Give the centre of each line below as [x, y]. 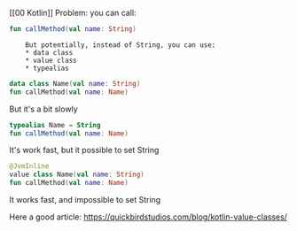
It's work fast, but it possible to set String [84, 150]
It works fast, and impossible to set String [85, 200]
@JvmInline [29, 166]
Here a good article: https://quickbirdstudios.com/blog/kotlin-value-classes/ [148, 217]
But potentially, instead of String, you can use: [121, 45]
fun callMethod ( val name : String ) [73, 29]
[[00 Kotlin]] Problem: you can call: [73, 13]
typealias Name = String [55, 125]
